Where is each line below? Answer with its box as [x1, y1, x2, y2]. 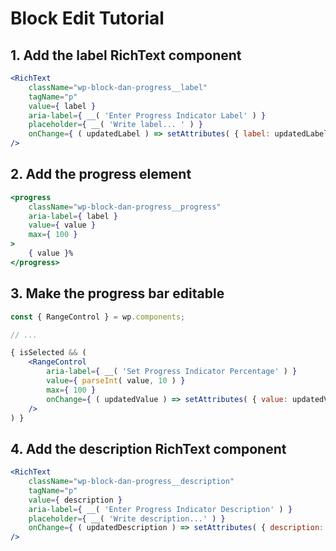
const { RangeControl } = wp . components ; [10, 312, 186, 322]
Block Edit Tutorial [10, 7, 165, 30]
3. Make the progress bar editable [10, 285, 225, 302]
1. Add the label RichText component [10, 47, 242, 64]
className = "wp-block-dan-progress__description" [28, 477, 235, 487]
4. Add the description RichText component [10, 440, 287, 457]
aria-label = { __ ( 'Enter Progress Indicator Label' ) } [28, 110, 267, 121]
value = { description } [28, 495, 123, 505]
